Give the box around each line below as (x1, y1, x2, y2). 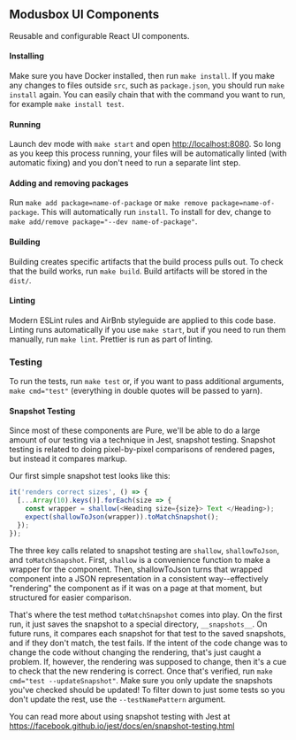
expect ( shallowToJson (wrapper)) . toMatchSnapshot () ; (25, 513, 219, 521)
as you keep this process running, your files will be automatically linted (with (9, 148, 287, 158)
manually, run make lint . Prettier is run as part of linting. (9, 334, 214, 344)
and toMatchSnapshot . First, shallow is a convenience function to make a (9, 554, 271, 565)
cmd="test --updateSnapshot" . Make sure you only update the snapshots (9, 674, 273, 685)
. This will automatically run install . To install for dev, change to (36, 207, 271, 218)
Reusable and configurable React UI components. (9, 30, 190, 41)
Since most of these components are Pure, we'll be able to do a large (9, 425, 261, 436)
